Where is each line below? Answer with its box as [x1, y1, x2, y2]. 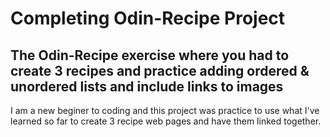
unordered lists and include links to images [10, 78, 284, 95]
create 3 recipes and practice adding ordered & [10, 62, 310, 79]
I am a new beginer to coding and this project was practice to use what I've [10, 105, 320, 116]
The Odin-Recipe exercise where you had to [10, 47, 290, 64]
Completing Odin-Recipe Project [10, 7, 286, 30]
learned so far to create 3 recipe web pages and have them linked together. [10, 115, 322, 127]
